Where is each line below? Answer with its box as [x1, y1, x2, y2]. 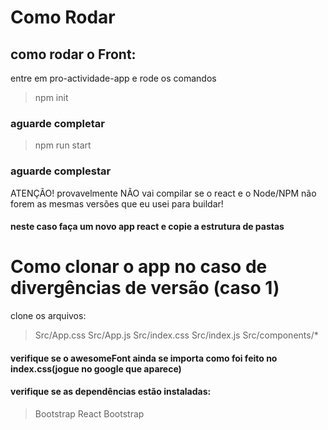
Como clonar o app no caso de [10, 256, 268, 278]
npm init [34, 92, 69, 103]
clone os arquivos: [10, 310, 87, 322]
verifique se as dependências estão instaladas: [10, 386, 212, 398]
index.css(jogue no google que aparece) [10, 362, 182, 375]
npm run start [34, 139, 92, 151]
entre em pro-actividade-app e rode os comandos [10, 72, 217, 84]
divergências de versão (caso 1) [10, 277, 280, 300]
